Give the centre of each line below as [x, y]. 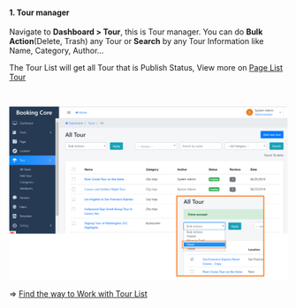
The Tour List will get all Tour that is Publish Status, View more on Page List [146, 68]
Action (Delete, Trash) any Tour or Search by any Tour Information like [137, 41]
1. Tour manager [39, 12]
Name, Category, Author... [57, 51]
